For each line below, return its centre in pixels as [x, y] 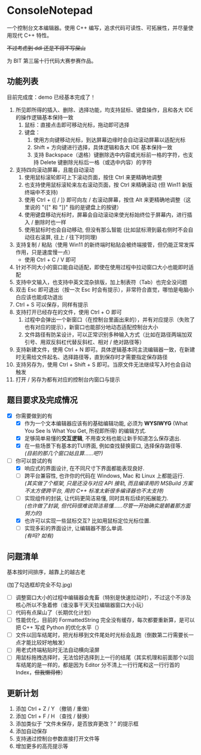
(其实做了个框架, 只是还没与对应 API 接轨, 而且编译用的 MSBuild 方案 [109, 483]
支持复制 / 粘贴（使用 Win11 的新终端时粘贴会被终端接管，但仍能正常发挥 [105, 244]
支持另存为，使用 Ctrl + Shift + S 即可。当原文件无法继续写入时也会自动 [103, 364]
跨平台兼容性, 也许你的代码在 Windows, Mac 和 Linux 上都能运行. [104, 475]
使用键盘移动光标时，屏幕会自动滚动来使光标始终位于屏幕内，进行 [106, 215]
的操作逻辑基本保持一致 [44, 117]
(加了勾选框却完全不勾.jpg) [39, 585]
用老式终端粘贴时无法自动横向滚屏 [57, 650]
